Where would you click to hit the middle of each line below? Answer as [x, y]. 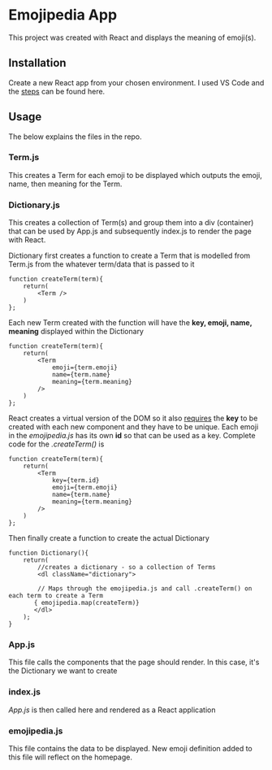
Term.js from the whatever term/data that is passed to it [101, 264]
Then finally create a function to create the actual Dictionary [109, 538]
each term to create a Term [56, 596]
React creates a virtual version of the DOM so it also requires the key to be [133, 418]
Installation [37, 63]
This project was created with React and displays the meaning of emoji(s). [132, 37]
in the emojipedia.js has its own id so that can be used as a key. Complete [132, 436]
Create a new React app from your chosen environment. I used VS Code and [136, 82]
